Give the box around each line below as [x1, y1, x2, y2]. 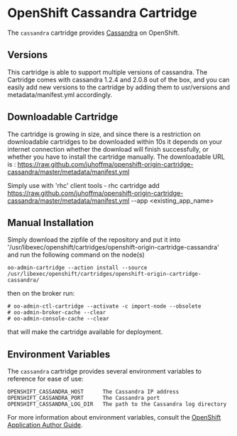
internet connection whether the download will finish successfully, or [7, 145, 209, 153]
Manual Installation [7, 216, 94, 228]
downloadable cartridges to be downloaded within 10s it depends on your [7, 137, 222, 146]
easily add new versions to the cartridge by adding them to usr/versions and [7, 83, 231, 91]
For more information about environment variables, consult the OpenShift [7, 413, 221, 422]
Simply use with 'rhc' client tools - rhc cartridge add [7, 181, 160, 189]
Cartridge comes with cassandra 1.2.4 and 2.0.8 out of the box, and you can [7, 75, 230, 84]
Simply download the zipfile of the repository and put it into [7, 235, 181, 244]
